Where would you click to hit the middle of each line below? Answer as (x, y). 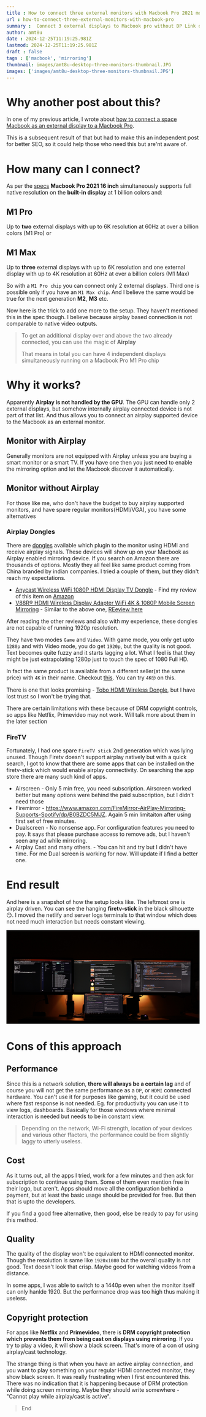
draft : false (25, 52)
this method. (22, 1220)
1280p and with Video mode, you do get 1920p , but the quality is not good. (99, 646)
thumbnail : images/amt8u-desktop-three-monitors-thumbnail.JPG (89, 64)
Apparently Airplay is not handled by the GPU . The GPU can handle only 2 (101, 402)
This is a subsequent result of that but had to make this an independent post (103, 137)
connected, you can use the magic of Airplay (78, 342)
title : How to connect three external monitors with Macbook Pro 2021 (100, 13)
